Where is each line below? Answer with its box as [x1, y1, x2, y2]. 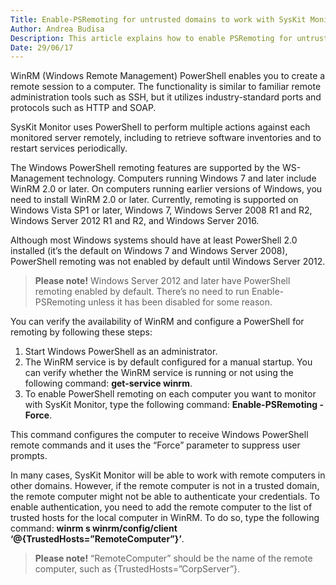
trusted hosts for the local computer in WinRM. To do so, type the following [10, 512, 320, 524]
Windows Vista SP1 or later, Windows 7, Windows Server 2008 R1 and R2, [10, 204, 313, 216]
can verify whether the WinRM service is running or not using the [24, 367, 294, 379]
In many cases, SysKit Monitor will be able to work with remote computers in [10, 469, 326, 481]
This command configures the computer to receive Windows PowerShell [10, 429, 309, 441]
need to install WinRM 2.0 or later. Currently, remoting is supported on [10, 194, 299, 206]
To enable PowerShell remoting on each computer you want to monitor [24, 388, 317, 400]
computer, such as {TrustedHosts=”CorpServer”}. [34, 563, 241, 575]
